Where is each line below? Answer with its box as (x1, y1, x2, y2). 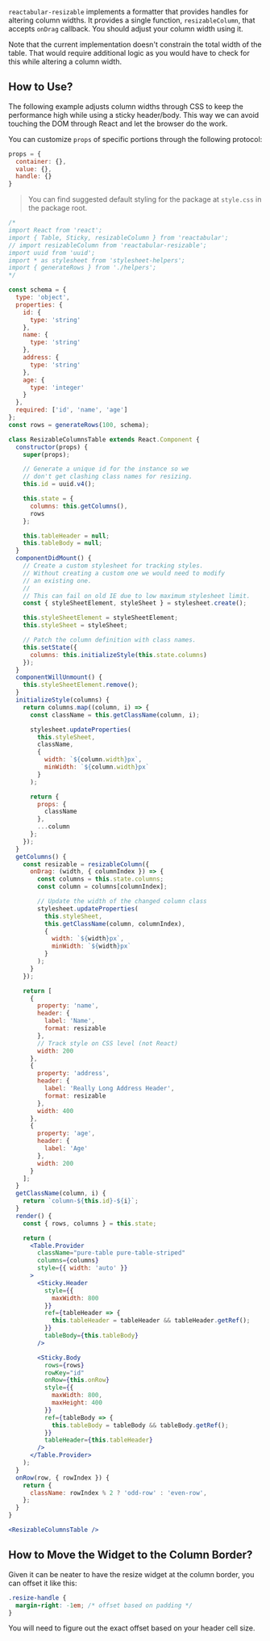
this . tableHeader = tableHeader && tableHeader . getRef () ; (51, 1317, 251, 1325)
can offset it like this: (8, 1578, 78, 1588)
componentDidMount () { (15, 555, 92, 563)
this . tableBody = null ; (23, 539, 103, 547)
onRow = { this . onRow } (44, 1376, 110, 1384)
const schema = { (8, 286, 67, 294)
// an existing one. (23, 576, 92, 584)
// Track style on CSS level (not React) (37, 1039, 179, 1048)
